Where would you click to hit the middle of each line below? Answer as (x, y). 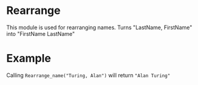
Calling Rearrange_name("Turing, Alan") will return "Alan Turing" (88, 75)
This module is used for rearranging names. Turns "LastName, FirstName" (99, 27)
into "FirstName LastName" (41, 33)
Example (29, 59)
